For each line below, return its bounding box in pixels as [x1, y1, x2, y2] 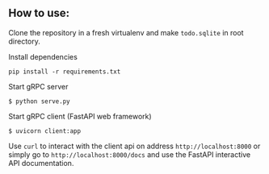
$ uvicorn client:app [8, 126, 82, 135]
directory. [8, 36, 40, 46]
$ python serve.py [8, 97, 70, 106]
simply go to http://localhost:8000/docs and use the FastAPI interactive [8, 149, 251, 159]
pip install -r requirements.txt [8, 68, 121, 76]
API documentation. [8, 158, 74, 168]
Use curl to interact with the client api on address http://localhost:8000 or [8, 141, 261, 151]
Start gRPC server [8, 81, 69, 91]
